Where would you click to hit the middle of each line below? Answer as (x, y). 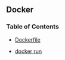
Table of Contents (33, 27)
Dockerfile (27, 40)
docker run (28, 51)
